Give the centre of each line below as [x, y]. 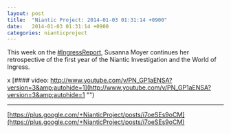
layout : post [26, 13]
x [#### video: [28, 81]
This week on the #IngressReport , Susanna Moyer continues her [98, 52]
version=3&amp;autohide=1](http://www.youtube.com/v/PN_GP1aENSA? [109, 88]
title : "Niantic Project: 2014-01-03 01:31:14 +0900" [87, 20]
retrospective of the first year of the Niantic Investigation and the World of [112, 60]
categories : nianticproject [47, 33]
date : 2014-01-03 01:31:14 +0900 [58, 26]
